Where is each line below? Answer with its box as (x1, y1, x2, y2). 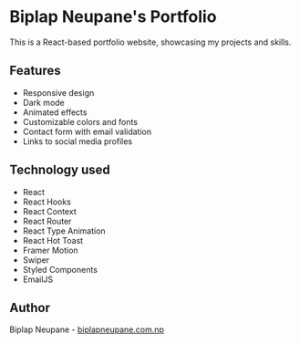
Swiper (22, 254, 50, 266)
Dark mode (22, 97, 66, 108)
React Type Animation (22, 225, 107, 236)
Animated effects (22, 107, 88, 118)
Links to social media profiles (22, 135, 133, 147)
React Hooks (22, 196, 71, 207)
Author (9, 299, 50, 316)
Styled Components (22, 264, 98, 275)
